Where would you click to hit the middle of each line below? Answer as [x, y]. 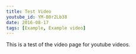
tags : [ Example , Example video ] [46, 28]
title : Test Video [29, 11]
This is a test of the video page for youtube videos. [68, 45]
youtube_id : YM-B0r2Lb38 [37, 17]
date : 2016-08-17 [27, 22]
